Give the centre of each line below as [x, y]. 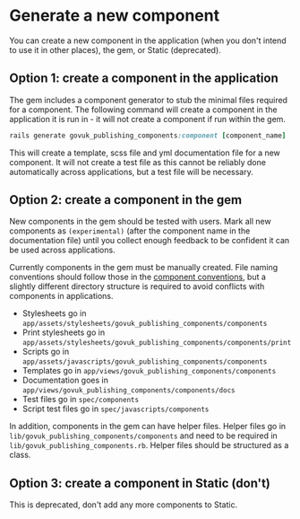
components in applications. [61, 296]
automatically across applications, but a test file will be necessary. [131, 172]
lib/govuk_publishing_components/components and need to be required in [143, 435]
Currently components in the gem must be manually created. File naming [144, 268]
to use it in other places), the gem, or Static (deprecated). [115, 49]
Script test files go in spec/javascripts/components [116, 409]
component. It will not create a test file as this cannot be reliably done [138, 162]
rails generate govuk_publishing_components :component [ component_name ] [148, 136]
